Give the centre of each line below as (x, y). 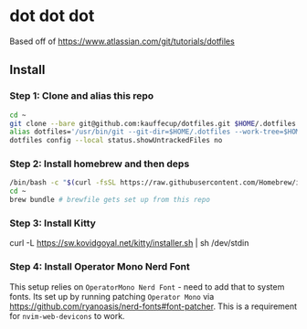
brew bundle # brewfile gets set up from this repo (110, 200)
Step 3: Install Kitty (53, 223)
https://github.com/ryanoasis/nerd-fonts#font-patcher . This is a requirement (153, 306)
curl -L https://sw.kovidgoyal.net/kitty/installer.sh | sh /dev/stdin (129, 243)
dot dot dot (52, 16)
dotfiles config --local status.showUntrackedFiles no (116, 141)
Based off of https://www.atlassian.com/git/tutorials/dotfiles (122, 41)
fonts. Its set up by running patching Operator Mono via (112, 296)
